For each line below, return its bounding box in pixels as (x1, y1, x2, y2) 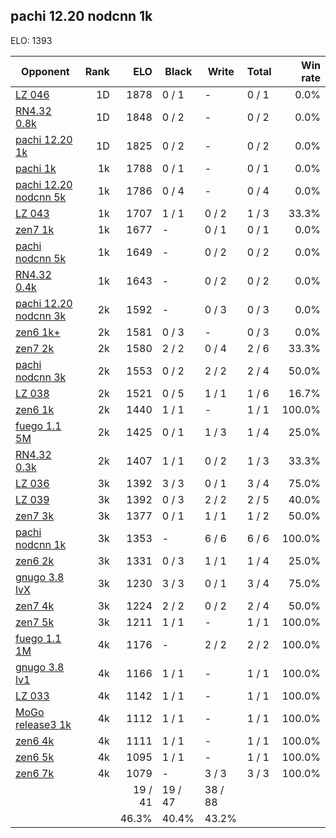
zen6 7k (15, 766, 55, 780)
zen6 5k (15, 750, 55, 764)
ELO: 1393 (10, 34, 53, 46)
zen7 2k (15, 341, 55, 355)
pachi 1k (15, 161, 57, 175)
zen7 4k (15, 599, 55, 613)
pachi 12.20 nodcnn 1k (10, 8, 153, 25)
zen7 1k (15, 222, 55, 236)
